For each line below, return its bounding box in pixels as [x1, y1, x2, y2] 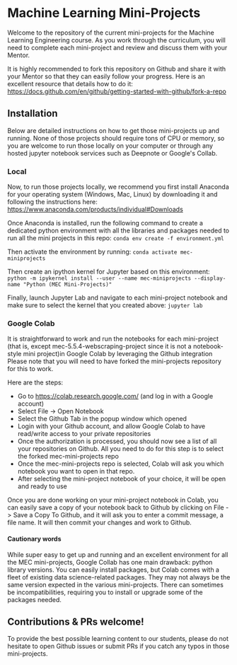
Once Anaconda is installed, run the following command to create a [7, 219, 204, 228]
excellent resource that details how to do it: [7, 79, 133, 88]
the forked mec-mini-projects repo [17, 452, 119, 461]
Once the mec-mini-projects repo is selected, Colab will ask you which [17, 459, 224, 468]
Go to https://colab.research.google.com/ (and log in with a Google [17, 392, 214, 401]
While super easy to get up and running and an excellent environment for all [7, 550, 229, 559]
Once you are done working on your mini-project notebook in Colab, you [7, 496, 219, 505]
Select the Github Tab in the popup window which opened [17, 415, 187, 423]
